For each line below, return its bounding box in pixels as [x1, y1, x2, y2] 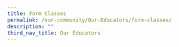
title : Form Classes [7, 10, 67, 17]
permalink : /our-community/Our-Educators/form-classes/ [7, 17, 172, 23]
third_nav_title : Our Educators [7, 29, 101, 37]
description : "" [7, 23, 54, 30]
